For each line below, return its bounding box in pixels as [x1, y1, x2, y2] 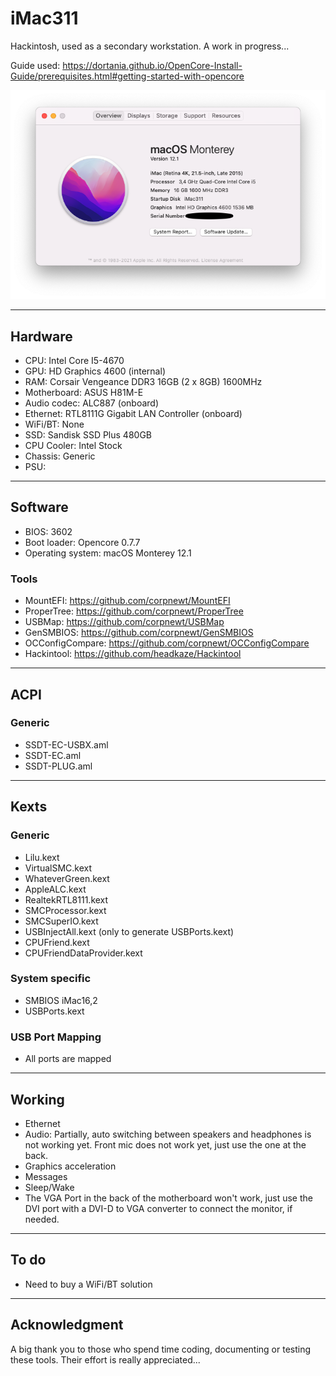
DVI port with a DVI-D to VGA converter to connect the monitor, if [24, 1202, 293, 1214]
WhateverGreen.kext [24, 872, 110, 884]
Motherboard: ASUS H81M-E [24, 387, 144, 399]
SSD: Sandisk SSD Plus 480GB [24, 429, 153, 441]
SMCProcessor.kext [24, 904, 107, 916]
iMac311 [10, 7, 79, 30]
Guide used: [10, 59, 61, 71]
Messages [24, 1170, 68, 1182]
